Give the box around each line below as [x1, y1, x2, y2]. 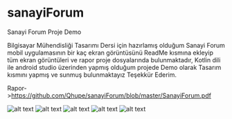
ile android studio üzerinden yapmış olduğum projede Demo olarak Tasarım [7, 63, 222, 71]
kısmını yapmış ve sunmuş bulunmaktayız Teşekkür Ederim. [7, 71, 177, 79]
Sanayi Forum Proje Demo [7, 28, 82, 36]
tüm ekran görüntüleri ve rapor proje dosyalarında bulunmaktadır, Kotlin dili [7, 55, 221, 64]
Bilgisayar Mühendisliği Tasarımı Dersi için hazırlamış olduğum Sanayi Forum [7, 41, 225, 49]
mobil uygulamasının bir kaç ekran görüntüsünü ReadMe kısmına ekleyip [7, 48, 213, 57]
